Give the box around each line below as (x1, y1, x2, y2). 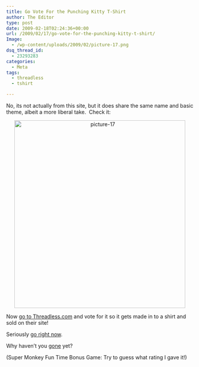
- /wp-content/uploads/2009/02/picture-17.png (11, 42, 129, 48)
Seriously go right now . (6, 331, 63, 338)
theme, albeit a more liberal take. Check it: (6, 108, 111, 115)
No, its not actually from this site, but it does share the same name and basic (6, 102, 194, 109)
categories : (6, 58, 36, 64)
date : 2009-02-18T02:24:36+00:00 (6, 25, 89, 32)
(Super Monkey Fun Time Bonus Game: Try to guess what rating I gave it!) (6, 354, 187, 360)
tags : (6, 70, 20, 76)
